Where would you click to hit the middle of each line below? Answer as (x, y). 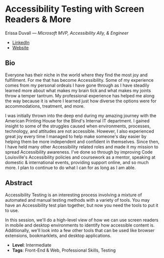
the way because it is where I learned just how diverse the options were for (81, 101)
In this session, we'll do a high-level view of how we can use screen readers (82, 220)
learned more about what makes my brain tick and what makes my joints (78, 90)
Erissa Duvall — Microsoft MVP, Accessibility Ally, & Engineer (67, 33)
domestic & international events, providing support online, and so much (77, 162)
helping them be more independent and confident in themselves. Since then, (82, 141)
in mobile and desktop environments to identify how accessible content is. (80, 225)
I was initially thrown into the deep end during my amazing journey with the (81, 116)
